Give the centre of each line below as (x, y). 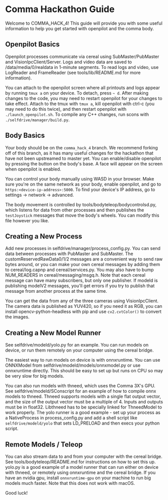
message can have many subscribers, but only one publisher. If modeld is (81, 281)
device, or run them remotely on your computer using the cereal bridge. (79, 350)
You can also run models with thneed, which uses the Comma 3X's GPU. (80, 386)
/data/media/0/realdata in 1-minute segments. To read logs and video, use (82, 67)
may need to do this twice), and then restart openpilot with (66, 109)
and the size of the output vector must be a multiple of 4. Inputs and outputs (84, 402)
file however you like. (27, 220)
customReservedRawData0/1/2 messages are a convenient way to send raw (84, 259)
